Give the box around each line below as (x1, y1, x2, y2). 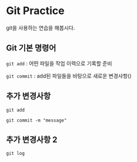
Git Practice (6, 4, 65, 18)
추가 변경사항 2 (6, 134, 58, 144)
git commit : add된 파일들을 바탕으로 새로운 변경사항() (6, 72, 132, 79)
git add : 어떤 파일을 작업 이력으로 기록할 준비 (6, 60, 112, 67)
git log (6, 151, 25, 157)
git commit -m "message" (6, 117, 67, 123)
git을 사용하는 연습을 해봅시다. (6, 24, 75, 31)
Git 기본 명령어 (6, 43, 56, 53)
